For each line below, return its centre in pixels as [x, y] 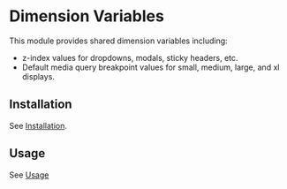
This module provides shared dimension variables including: [118, 41]
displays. [38, 76]
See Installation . [38, 125]
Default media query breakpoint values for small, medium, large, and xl [151, 67]
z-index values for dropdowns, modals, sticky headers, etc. [130, 57]
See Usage [29, 175]
